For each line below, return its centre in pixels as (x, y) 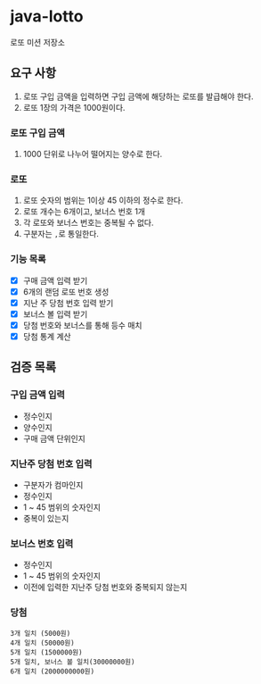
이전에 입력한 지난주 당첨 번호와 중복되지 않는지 (105, 588)
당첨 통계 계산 (47, 336)
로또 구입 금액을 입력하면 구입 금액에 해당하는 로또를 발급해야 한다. (138, 96)
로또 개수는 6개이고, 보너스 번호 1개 (84, 212)
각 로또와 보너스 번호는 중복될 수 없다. (88, 223)
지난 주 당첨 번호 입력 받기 (68, 303)
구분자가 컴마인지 (53, 485)
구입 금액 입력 (38, 395)
